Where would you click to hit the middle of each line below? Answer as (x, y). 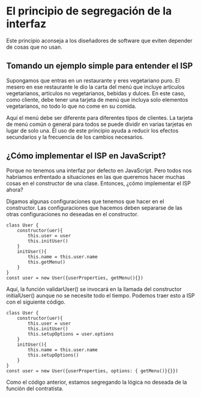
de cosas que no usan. (34, 47)
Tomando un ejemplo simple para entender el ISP (100, 66)
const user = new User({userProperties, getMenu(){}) (75, 278)
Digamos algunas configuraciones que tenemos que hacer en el (85, 201)
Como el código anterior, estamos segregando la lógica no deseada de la (97, 382)
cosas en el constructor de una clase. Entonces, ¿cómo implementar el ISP (98, 183)
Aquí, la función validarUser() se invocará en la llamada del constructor (94, 289)
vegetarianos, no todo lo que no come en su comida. (71, 106)
